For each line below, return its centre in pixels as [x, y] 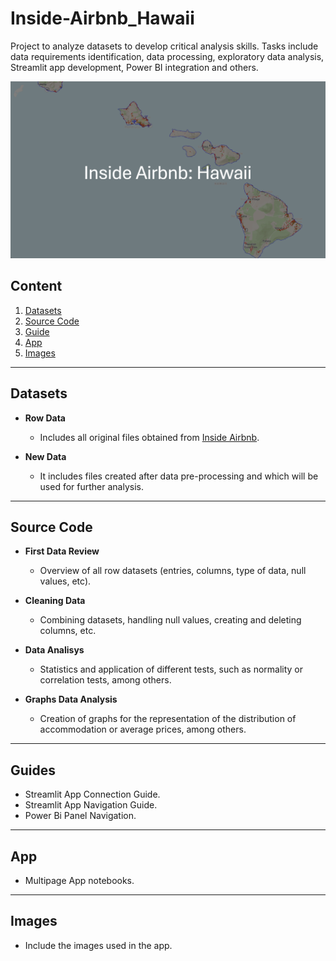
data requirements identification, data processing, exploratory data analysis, [167, 56]
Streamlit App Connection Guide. [92, 794]
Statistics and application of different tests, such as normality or [171, 669]
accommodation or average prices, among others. [143, 729]
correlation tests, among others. [105, 680]
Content [36, 286]
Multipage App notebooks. [79, 880]
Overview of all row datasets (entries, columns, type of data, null [173, 571]
